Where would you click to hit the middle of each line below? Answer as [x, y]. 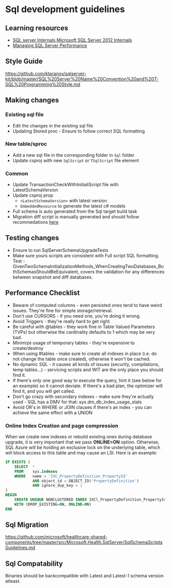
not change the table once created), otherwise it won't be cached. [81, 359]
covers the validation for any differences [122, 272]
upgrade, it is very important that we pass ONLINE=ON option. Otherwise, [82, 442]
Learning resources [37, 28]
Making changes [32, 100]
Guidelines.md [20, 548]
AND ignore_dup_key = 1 [57, 486]
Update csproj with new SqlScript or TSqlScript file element [76, 160]
